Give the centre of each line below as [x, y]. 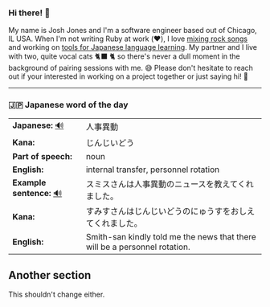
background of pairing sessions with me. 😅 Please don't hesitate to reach [131, 68]
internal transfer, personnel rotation [152, 170]
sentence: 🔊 [37, 194]
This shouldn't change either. [57, 295]
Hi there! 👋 [29, 13]
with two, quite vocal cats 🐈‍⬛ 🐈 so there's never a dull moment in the [125, 56]
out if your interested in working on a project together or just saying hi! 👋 [129, 76]
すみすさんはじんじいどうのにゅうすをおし [166, 211]
